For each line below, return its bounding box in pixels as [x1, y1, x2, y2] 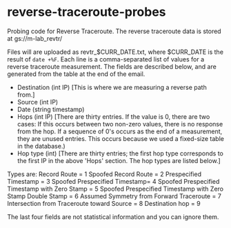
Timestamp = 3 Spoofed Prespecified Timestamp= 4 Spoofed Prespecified [7, 177, 220, 185]
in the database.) [17, 142, 66, 150]
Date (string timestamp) [17, 105, 85, 113]
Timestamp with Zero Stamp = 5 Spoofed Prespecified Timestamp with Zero [7, 184, 224, 193]
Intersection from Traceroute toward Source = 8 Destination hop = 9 [7, 199, 201, 207]
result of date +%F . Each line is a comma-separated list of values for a [7, 55, 205, 63]
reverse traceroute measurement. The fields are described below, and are [7, 62, 217, 70]
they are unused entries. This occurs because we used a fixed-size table [17, 134, 224, 142]
